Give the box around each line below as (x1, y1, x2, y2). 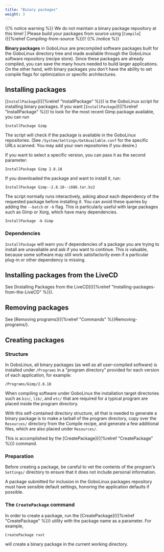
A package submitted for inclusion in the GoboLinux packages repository (5, 479, 153, 485)
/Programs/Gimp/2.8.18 (5, 381, 51, 387)
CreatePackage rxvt (5, 532, 45, 537)
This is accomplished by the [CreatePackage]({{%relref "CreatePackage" (5, 435, 153, 441)
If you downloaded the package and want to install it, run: (5, 175, 121, 182)
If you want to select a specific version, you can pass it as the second (5, 152, 146, 158)
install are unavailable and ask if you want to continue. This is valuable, (5, 246, 148, 252)
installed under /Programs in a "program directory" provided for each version (5, 367, 160, 373)
